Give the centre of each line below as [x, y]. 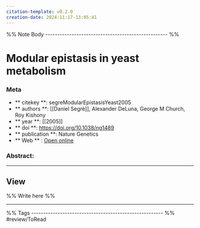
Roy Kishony [30, 115]
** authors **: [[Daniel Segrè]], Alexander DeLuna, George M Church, [100, 108]
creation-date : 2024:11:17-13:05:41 [51, 17]
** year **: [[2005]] [39, 121]
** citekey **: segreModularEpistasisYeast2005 [73, 102]
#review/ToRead [26, 219]
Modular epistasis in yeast [73, 58]
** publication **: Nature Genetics [57, 134]
